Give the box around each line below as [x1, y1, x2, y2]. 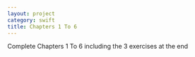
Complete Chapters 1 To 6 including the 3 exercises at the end [7, 42, 189, 51]
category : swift [7, 17, 55, 24]
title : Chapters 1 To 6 [7, 23, 78, 30]
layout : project [7, 10, 55, 17]
